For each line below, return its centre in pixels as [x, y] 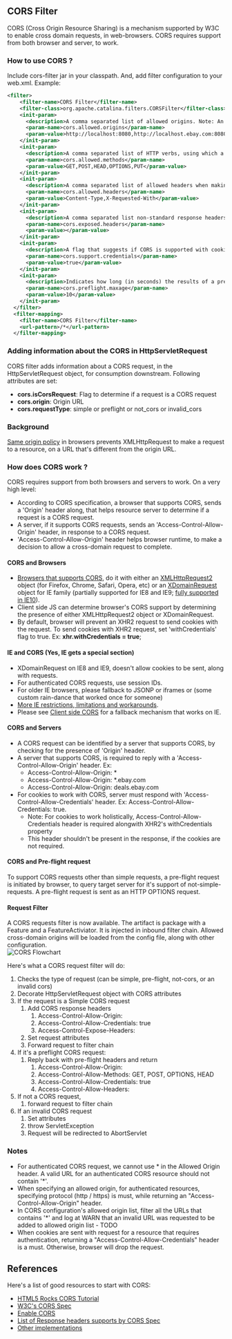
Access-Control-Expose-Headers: [87, 1031]
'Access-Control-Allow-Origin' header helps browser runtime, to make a [119, 540]
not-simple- [204, 884]
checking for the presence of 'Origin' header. [81, 750]
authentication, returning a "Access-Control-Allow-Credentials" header [118, 1240]
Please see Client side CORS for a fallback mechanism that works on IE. [119, 712]
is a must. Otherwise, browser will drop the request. [90, 1247]
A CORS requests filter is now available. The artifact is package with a [106, 923]
